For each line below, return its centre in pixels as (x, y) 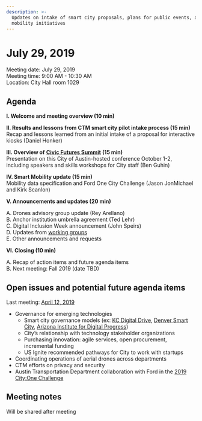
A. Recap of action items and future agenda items (68, 262)
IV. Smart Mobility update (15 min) (50, 177)
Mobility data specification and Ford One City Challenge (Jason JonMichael (100, 183)
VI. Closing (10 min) (31, 251)
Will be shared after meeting (41, 411)
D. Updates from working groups (47, 233)
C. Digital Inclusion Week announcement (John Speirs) (74, 226)
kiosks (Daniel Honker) (35, 141)
